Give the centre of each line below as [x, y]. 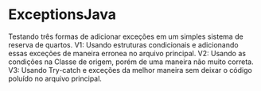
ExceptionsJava [62, 15]
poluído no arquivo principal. [55, 78]
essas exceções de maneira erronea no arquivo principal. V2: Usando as [127, 53]
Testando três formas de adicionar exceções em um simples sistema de [126, 36]
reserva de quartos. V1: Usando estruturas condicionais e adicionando [123, 44]
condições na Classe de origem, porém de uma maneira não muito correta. [131, 62]
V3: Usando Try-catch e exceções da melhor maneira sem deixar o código [130, 70]
